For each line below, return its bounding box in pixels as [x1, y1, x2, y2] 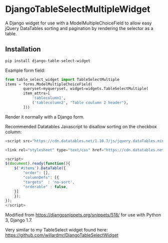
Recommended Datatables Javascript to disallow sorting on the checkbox [5, 123, 157, 129]
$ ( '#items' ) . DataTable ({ [14, 166, 66, 171]
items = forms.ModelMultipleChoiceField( [5, 81, 93, 87]
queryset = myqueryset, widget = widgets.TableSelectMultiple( [23, 86, 149, 91]
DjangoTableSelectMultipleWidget [5, 3, 150, 15]
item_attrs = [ [23, 91, 50, 96]
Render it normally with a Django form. [5, 114, 84, 120]
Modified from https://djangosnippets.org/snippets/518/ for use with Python [5, 212, 161, 218]
